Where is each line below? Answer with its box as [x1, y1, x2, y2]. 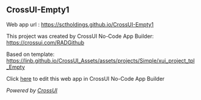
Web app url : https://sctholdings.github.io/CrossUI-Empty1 [6, 20, 154, 28]
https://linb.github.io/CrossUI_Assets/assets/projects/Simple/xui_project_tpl [6, 57, 195, 64]
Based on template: [6, 51, 55, 58]
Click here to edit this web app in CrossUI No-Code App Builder [6, 75, 165, 82]
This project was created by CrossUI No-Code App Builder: [6, 33, 154, 40]
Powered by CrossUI [6, 87, 58, 94]
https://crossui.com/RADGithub [6, 39, 85, 46]
